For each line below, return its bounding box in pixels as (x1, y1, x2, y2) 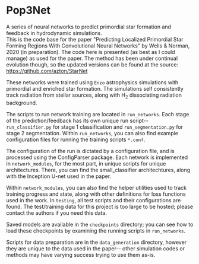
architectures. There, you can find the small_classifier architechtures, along (6, 166, 191, 173)
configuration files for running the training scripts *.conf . (6, 136, 146, 143)
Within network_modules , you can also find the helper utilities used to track (6, 184, 187, 191)
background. (6, 99, 37, 106)
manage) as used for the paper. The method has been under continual (6, 55, 178, 62)
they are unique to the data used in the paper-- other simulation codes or (6, 244, 185, 252)
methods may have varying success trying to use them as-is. (6, 251, 156, 258)
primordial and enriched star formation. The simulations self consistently (6, 85, 184, 92)
